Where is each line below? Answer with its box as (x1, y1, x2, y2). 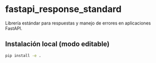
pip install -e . (5, 53, 41, 58)
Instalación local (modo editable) (5, 40, 110, 48)
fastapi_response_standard (5, 3, 121, 15)
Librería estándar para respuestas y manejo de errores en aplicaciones (5, 20, 151, 26)
